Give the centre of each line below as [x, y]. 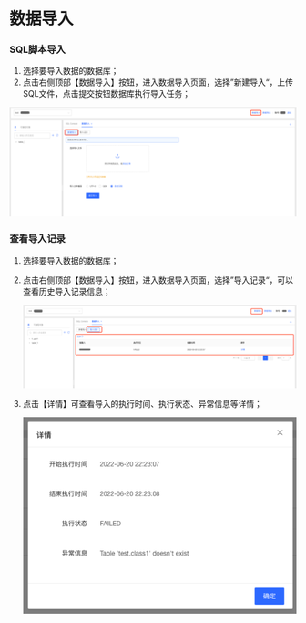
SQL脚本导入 [38, 49]
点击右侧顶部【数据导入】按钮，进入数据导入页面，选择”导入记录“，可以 [158, 280]
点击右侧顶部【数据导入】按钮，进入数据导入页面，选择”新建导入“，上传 [158, 82]
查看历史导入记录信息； [66, 291]
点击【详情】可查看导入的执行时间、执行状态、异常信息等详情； [142, 403]
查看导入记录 [38, 239]
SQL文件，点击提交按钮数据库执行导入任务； [107, 94]
